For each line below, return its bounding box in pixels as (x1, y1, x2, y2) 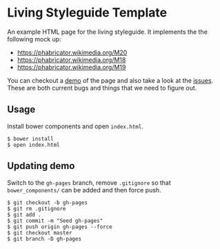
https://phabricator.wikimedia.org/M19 (17, 63, 126, 71)
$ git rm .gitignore (7, 205, 67, 212)
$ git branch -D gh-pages (7, 235, 81, 242)
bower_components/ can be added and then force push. (7, 186, 161, 194)
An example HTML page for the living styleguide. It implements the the (7, 28, 208, 36)
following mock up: (7, 34, 61, 43)
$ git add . (7, 211, 41, 218)
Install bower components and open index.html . (7, 122, 143, 130)
